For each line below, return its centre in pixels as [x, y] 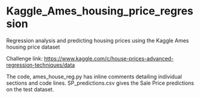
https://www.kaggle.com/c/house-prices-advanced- [109, 58]
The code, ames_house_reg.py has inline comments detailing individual [94, 76]
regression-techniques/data [41, 65]
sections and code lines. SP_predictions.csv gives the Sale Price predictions [100, 83]
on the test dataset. [30, 89]
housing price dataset [33, 47]
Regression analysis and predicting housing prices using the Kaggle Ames [98, 40]
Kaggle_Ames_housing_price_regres [100, 11]
